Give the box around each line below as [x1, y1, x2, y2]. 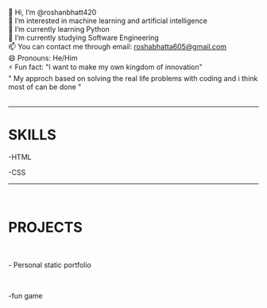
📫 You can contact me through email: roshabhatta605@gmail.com [8, 42, 227, 51]
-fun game [8, 290, 43, 300]
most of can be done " [8, 82, 82, 92]
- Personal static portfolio [8, 259, 91, 270]
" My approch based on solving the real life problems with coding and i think [8, 74, 258, 83]
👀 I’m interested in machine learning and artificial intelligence [8, 16, 208, 25]
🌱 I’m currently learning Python [8, 25, 110, 33]
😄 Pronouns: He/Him [8, 53, 78, 63]
